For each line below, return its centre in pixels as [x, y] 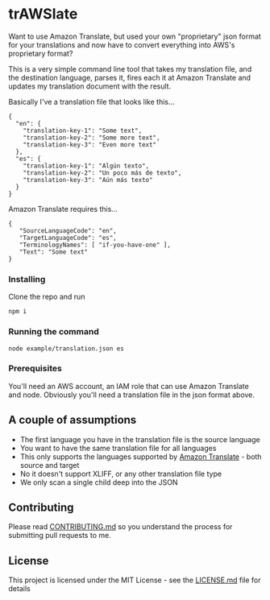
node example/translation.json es [66, 348]
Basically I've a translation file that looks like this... [91, 101]
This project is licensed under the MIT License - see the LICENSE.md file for [135, 580]
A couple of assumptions [73, 420]
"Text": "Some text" [54, 252]
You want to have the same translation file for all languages [118, 448]
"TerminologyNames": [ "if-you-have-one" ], [95, 245]
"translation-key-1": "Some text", [83, 130]
